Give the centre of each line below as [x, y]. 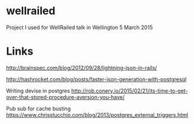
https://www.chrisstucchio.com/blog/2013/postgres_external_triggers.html [97, 115]
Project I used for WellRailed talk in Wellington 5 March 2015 [79, 27]
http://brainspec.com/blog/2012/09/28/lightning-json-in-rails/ [82, 68]
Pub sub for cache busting [39, 109]
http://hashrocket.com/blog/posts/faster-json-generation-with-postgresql [96, 79]
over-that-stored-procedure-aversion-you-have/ [66, 97]
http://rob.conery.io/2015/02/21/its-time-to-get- [129, 91]
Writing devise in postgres [38, 91]
